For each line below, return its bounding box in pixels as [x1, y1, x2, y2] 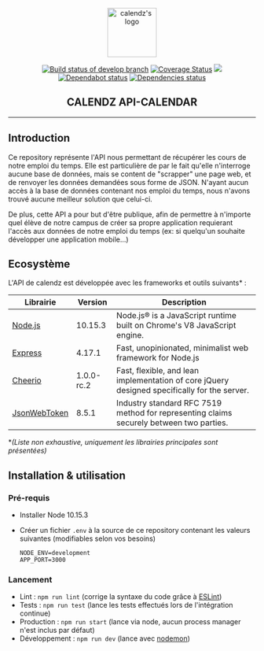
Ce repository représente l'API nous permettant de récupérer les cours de [8, 152, 247, 161]
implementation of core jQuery [116, 375, 229, 386]
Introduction [8, 131, 71, 145]
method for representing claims [116, 408, 233, 419]
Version [77, 297, 108, 308]
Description [161, 297, 207, 308]
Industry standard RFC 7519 [116, 398, 222, 409]
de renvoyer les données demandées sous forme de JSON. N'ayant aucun [8, 177, 249, 187]
